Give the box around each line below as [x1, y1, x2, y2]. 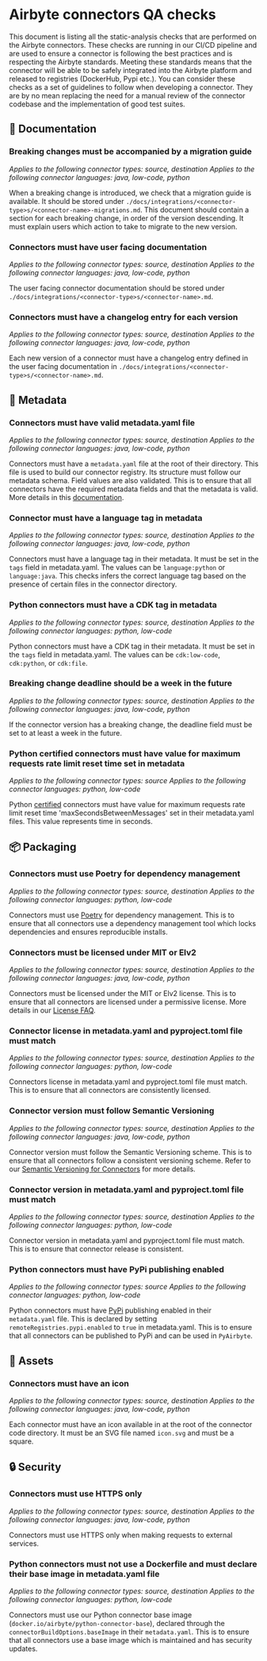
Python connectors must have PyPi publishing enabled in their [9, 1305, 212, 1315]
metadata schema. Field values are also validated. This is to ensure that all [9, 475, 252, 485]
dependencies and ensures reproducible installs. [9, 927, 169, 936]
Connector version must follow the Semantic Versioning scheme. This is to [9, 1147, 252, 1156]
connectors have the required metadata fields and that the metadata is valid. [9, 484, 258, 494]
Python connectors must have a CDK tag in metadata [9, 599, 217, 610]
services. [9, 1538, 39, 1548]
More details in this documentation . [9, 492, 124, 502]
